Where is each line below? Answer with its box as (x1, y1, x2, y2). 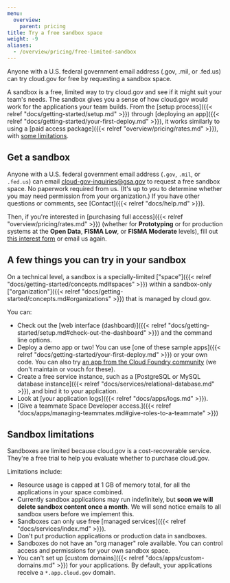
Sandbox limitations (7, 428, 95, 440)
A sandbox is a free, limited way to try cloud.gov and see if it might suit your (7, 87, 222, 96)
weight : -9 (7, 36, 38, 43)
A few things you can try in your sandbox (7, 254, 187, 266)
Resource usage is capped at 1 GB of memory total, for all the (16, 481, 191, 489)
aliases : (7, 42, 32, 49)
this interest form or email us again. (7, 234, 108, 243)
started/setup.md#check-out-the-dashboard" (16, 328, 147, 337)
